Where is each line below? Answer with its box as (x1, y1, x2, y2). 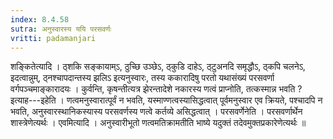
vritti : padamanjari (10, 33, 97, 43)
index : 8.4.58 (10, 14, 70, 25)
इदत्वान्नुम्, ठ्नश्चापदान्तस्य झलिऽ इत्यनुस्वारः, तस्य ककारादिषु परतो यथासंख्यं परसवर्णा (10, 72, 275, 84)
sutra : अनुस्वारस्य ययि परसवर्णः (10, 24, 112, 34)
